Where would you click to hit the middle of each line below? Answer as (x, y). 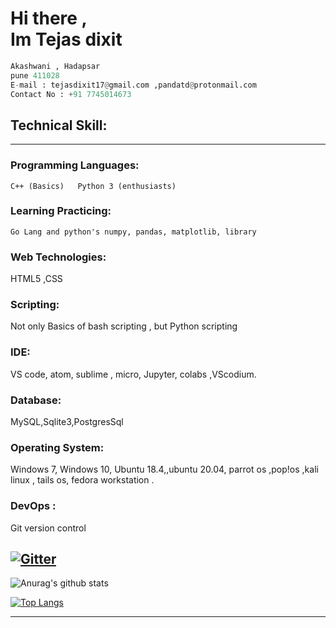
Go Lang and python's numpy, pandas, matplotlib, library (133, 232)
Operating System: (57, 447)
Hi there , (49, 18)
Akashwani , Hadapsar (55, 66)
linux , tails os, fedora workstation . (82, 480)
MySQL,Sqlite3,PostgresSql (67, 422)
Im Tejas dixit (66, 39)
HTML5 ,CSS (36, 279)
